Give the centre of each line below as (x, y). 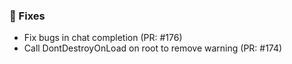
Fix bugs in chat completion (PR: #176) (103, 38)
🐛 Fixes (27, 16)
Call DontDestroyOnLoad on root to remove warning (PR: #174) (153, 48)
